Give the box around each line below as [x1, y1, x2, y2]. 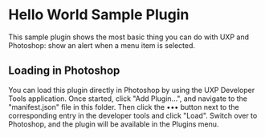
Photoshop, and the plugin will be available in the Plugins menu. [8, 119, 219, 129]
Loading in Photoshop [8, 64, 120, 78]
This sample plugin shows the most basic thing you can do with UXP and [8, 32, 249, 42]
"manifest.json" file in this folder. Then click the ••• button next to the [8, 102, 239, 111]
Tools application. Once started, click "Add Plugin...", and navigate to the [8, 94, 247, 103]
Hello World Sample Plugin [8, 6, 190, 24]
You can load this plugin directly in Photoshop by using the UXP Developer [8, 85, 255, 95]
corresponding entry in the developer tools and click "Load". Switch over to [8, 111, 258, 120]
